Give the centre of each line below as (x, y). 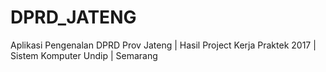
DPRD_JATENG (73, 17)
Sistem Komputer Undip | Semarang (84, 55)
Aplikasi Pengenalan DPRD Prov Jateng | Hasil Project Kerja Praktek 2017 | (163, 45)
